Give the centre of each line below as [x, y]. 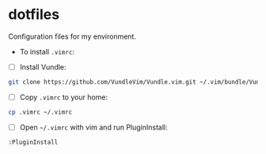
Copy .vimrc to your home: [64, 97]
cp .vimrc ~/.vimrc [40, 112]
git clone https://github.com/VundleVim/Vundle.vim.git [102, 82]
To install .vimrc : [47, 51]
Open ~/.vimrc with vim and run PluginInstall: [93, 127]
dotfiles [34, 15]
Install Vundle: [43, 67]
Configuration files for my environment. [72, 36]
